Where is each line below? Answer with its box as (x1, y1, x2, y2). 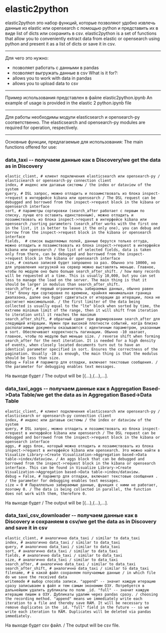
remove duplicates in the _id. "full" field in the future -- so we (5, 605, 149, 610)
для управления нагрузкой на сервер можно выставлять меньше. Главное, (5, 265, 156, 270)
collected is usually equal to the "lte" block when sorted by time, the (5, 304, 161, 309)
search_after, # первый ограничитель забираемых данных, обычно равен (5, 286, 154, 291)
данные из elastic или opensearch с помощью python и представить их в (5, 25, 159, 31)
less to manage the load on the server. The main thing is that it (5, 278, 147, 283)
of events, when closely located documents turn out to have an (5, 343, 140, 348)
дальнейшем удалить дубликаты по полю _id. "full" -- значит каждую (5, 588, 149, 592)
